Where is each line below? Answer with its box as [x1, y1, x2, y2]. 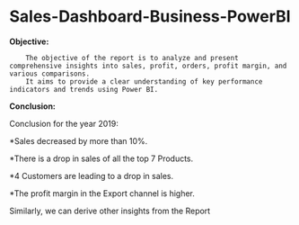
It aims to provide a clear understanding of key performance [25, 76, 263, 86]
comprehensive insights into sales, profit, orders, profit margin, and [9, 61, 287, 70]
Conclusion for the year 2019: [9, 118, 119, 129]
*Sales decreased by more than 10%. [9, 135, 148, 146]
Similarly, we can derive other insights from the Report [9, 205, 211, 216]
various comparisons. [9, 69, 91, 78]
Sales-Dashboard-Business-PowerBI [9, 6, 291, 27]
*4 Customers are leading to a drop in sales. [9, 170, 173, 181]
